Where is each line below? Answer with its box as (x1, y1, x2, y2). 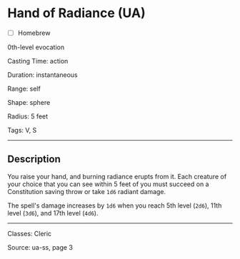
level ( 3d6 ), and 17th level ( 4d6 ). (7, 208, 99, 217)
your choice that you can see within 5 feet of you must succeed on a (7, 180, 209, 188)
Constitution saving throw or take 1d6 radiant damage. (7, 187, 166, 195)
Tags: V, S (7, 126, 37, 134)
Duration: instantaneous (7, 71, 78, 79)
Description (7, 153, 61, 166)
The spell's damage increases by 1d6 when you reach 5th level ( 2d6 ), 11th (7, 201, 222, 210)
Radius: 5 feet (7, 112, 49, 121)
